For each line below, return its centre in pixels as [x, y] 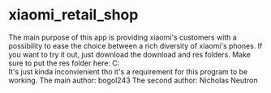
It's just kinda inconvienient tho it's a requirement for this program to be [128, 71]
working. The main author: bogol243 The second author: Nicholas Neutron [133, 80]
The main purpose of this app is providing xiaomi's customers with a [123, 37]
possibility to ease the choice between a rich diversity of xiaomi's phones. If [135, 45]
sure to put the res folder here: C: [64, 63]
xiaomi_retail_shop [73, 15]
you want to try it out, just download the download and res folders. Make [130, 54]
